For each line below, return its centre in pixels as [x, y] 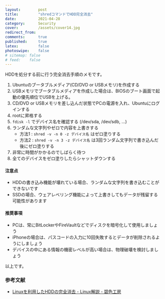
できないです [25, 189]
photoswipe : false [27, 51]
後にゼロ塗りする [37, 146]
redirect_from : [21, 32]
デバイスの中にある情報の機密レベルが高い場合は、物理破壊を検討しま [83, 249]
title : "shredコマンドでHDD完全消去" [49, 14]
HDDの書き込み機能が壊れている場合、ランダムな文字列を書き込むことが [86, 183]
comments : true [26, 37]
